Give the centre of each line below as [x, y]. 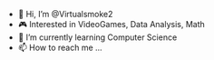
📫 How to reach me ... [60, 47]
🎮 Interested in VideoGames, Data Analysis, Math [112, 24]
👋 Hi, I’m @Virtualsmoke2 [65, 14]
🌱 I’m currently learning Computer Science [97, 37]
